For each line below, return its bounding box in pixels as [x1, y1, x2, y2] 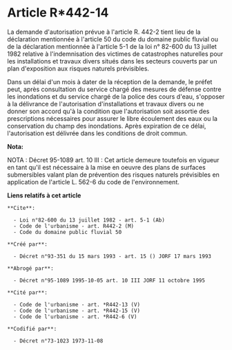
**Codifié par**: [7, 325, 57, 332]
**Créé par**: [7, 240, 48, 248]
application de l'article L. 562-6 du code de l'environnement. [7, 177, 180, 186]
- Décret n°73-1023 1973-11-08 [13, 337, 104, 344]
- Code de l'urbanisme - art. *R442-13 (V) [13, 301, 140, 308]
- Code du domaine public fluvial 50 [13, 229, 122, 235]
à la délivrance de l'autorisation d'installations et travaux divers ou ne [7, 99, 204, 108]
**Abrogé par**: [7, 264, 54, 272]
